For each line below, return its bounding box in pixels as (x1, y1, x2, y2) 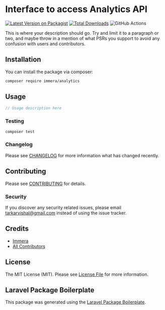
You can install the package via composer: (5, 69, 93, 75)
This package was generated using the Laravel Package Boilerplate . (5, 299, 146, 305)
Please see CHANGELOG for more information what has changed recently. (5, 152, 159, 158)
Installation (5, 55, 41, 64)
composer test (5, 129, 35, 134)
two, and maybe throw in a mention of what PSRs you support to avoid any (5, 35, 160, 41)
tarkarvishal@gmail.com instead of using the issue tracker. (5, 210, 127, 216)
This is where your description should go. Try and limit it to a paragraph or (5, 30, 159, 36)
